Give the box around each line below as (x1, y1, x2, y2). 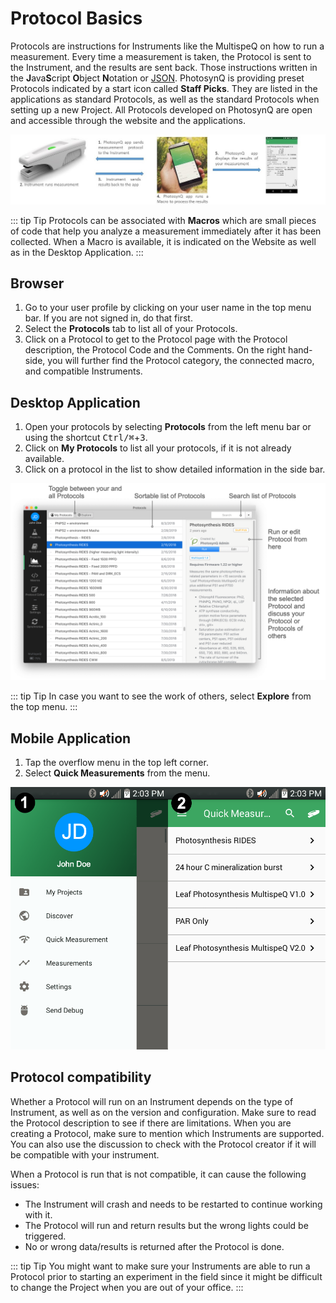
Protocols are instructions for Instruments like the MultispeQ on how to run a (10, 40, 325, 52)
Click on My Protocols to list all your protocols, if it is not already (24, 442, 292, 454)
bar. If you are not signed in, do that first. (24, 312, 193, 324)
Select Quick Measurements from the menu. (24, 767, 211, 779)
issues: (10, 1178, 40, 1191)
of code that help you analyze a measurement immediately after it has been (10, 225, 322, 237)
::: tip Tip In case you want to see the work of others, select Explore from (10, 690, 312, 702)
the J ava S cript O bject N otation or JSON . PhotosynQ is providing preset (10, 72, 305, 84)
